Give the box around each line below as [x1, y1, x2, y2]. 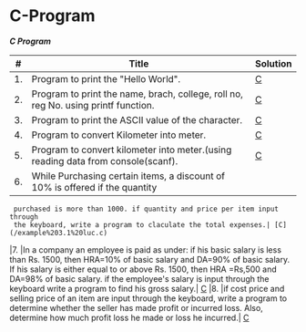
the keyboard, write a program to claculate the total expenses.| [13, 220, 271, 229]
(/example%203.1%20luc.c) [9, 228, 107, 237]
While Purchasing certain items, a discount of [31, 170, 226, 182]
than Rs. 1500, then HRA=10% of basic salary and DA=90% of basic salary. [9, 254, 290, 265]
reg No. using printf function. [31, 99, 155, 111]
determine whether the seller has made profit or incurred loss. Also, [9, 302, 264, 313]
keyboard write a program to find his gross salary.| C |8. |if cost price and [9, 283, 285, 294]
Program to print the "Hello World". [31, 72, 181, 85]
